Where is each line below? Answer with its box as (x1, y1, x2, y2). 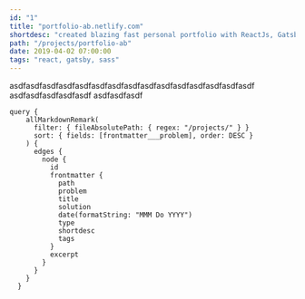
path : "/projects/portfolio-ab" (9, 38, 132, 48)
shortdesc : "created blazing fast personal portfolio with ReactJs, (9, 30, 274, 39)
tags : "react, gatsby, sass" (9, 55, 120, 64)
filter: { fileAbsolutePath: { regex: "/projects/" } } (33, 123, 250, 132)
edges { (33, 147, 64, 156)
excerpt (49, 250, 79, 259)
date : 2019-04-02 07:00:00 (9, 47, 112, 56)
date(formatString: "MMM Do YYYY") (57, 210, 193, 219)
